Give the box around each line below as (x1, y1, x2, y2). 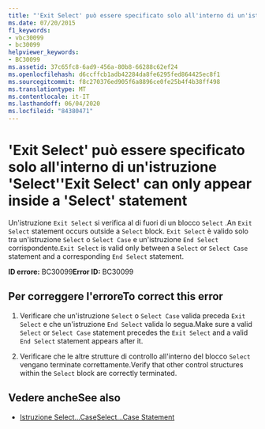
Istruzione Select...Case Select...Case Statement (19, 412, 175, 422)
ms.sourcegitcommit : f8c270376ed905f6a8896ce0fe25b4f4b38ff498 (8, 78, 221, 85)
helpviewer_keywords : (8, 48, 80, 56)
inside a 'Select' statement (8, 192, 188, 210)
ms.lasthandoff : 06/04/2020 (8, 100, 101, 108)
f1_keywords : (8, 26, 51, 34)
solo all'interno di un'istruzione (8, 158, 217, 177)
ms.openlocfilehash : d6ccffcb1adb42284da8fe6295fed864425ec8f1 (8, 70, 221, 78)
